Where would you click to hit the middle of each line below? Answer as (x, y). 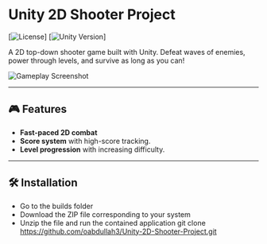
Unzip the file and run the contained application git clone (113, 223)
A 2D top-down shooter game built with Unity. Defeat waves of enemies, (127, 52)
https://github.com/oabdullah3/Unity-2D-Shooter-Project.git (118, 231)
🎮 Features (38, 109)
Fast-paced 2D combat (58, 132)
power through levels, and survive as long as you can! (97, 60)
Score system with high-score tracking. (85, 141)
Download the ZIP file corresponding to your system (105, 214)
